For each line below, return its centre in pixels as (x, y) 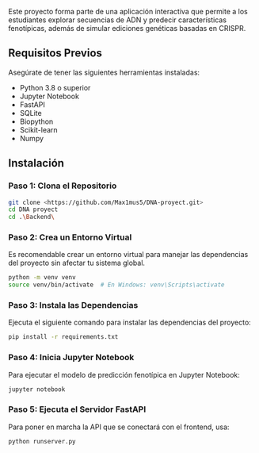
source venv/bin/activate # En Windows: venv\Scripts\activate (116, 285)
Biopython (36, 121)
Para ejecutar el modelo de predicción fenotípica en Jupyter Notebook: (124, 374)
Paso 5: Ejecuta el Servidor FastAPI (77, 409)
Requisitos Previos (55, 54)
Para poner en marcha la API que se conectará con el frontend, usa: (119, 427)
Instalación (36, 163)
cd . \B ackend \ (32, 217)
